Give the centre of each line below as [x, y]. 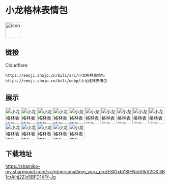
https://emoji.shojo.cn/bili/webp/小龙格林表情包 [56, 81]
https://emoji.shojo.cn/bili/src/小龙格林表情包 [55, 75]
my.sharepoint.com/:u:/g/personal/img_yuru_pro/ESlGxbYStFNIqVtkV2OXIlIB [85, 172]
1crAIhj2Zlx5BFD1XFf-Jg [31, 177]
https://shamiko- [23, 166]
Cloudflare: [17, 65]
